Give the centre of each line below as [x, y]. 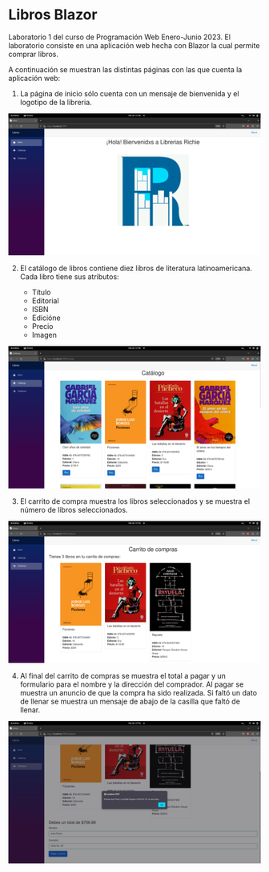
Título [41, 292]
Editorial [45, 301]
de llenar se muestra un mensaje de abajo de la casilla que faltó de [130, 702]
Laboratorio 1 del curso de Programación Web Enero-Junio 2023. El [119, 37]
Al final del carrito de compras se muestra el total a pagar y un [123, 676]
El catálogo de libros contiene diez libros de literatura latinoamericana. [136, 268]
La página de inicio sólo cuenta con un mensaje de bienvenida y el [129, 93]
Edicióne [46, 318]
